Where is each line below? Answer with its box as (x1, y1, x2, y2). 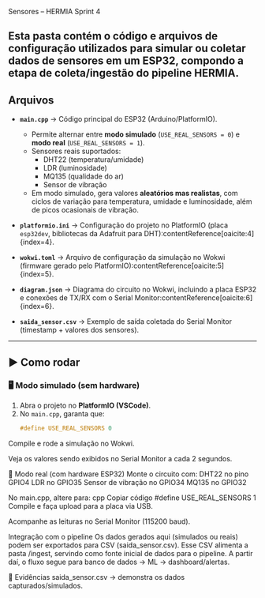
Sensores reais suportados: (31, 146, 121, 156)
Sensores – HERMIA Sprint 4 (8, 7, 101, 16)
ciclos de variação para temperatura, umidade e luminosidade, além (31, 197, 252, 206)
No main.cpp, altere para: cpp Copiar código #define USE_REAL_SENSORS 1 (8, 493, 256, 502)
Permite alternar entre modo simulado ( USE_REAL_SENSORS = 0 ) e (31, 130, 241, 139)
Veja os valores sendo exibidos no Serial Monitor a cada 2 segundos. (8, 453, 233, 463)
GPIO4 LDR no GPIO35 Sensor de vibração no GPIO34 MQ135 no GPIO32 (8, 477, 247, 487)
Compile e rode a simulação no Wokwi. (8, 438, 135, 448)
